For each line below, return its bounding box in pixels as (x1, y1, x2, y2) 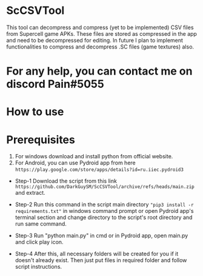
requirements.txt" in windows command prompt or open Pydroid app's (15, 207, 194, 215)
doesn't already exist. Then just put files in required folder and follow (15, 257, 187, 264)
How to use (6, 105, 64, 119)
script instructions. (15, 263, 62, 271)
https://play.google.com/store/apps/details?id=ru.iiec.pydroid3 (15, 167, 184, 173)
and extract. (15, 189, 45, 197)
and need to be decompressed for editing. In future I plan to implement (6, 36, 184, 44)
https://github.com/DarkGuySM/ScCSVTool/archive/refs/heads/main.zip (15, 184, 195, 190)
